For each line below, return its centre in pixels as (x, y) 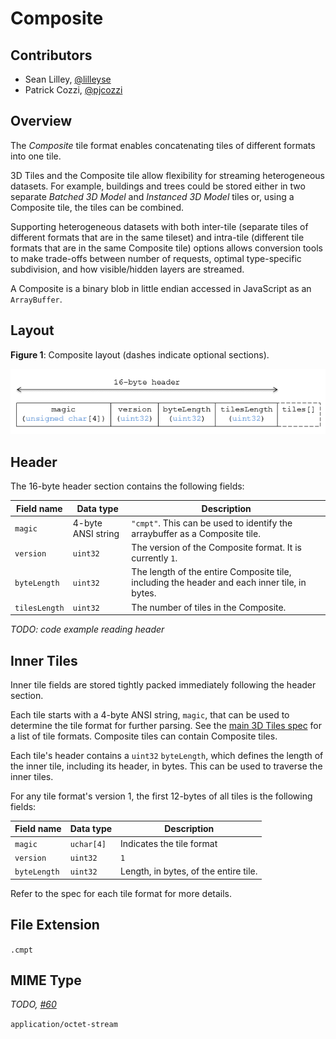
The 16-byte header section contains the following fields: (127, 486)
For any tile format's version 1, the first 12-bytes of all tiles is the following (161, 796)
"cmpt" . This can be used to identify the (212, 523)
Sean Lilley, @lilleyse (68, 79)
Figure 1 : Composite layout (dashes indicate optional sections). (140, 354)
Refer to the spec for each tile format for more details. (121, 893)
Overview (41, 121)
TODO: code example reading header (87, 629)
